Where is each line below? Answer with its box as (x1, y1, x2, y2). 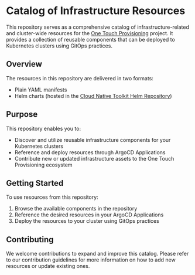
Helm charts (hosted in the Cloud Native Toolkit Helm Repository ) (14, 92, 172, 99)
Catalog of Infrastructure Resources (6, 4, 186, 18)
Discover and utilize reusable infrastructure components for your (14, 136, 171, 143)
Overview (6, 59, 43, 69)
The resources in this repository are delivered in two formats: (6, 74, 154, 82)
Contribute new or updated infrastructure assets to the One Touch (14, 155, 175, 162)
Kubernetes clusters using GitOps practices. (6, 42, 113, 49)
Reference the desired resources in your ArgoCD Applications (14, 211, 164, 218)
